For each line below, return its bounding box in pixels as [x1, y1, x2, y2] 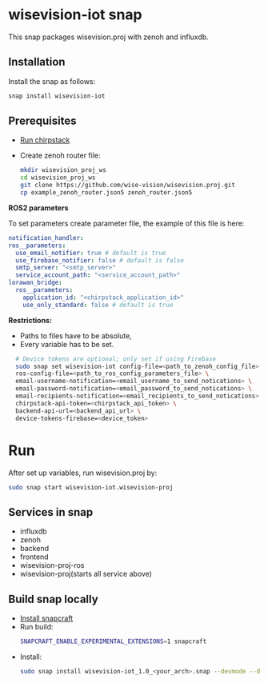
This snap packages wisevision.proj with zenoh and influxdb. [8, 32, 210, 42]
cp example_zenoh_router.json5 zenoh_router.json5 [19, 189, 193, 197]
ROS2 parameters [8, 202, 69, 213]
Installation [8, 55, 66, 69]
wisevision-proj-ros [19, 561, 85, 570]
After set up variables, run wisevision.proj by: [8, 468, 158, 477]
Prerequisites [8, 114, 77, 128]
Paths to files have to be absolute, [19, 330, 132, 341]
